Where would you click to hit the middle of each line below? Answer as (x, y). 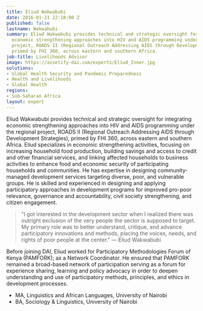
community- (173, 170)
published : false (28, 23)
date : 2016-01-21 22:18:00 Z (43, 18)
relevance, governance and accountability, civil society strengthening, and (99, 196)
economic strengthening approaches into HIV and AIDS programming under (101, 125)
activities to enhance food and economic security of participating (88, 164)
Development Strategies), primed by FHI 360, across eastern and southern (99, 138)
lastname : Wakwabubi (32, 29)
